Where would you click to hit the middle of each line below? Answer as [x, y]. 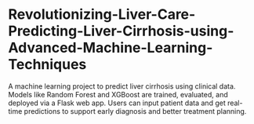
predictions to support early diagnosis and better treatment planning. [135, 111]
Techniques [47, 65]
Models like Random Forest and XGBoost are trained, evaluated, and [118, 94]
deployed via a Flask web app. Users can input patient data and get [117, 103]
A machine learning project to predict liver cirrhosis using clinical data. [122, 86]
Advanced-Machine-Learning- [111, 48]
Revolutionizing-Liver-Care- [102, 15]
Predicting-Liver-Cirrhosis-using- [121, 31]
